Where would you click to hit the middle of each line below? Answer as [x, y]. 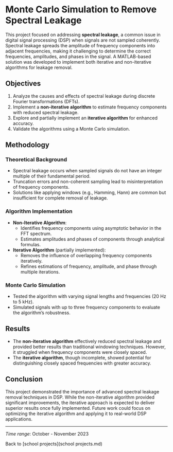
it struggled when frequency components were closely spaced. [80, 352]
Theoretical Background [36, 159]
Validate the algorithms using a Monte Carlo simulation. [71, 129]
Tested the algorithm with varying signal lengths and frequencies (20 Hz [89, 296]
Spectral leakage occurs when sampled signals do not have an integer [87, 171]
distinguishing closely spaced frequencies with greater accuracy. [82, 363]
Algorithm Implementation [39, 211]
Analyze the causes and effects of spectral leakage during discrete [84, 96]
